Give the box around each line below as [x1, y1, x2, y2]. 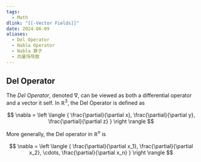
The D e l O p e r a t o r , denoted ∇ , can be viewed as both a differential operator [6, 92, 193, 99]
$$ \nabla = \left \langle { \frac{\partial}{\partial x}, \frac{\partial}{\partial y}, [7, 111, 196, 119]
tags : [6, 8, 20, 15]
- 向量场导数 [11, 54, 40, 60]
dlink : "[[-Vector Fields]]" [6, 20, 79, 26]
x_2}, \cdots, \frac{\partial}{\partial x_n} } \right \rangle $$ [29, 149, 173, 156]
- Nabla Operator [11, 43, 55, 49]
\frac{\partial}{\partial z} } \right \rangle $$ [48, 118, 155, 125]
